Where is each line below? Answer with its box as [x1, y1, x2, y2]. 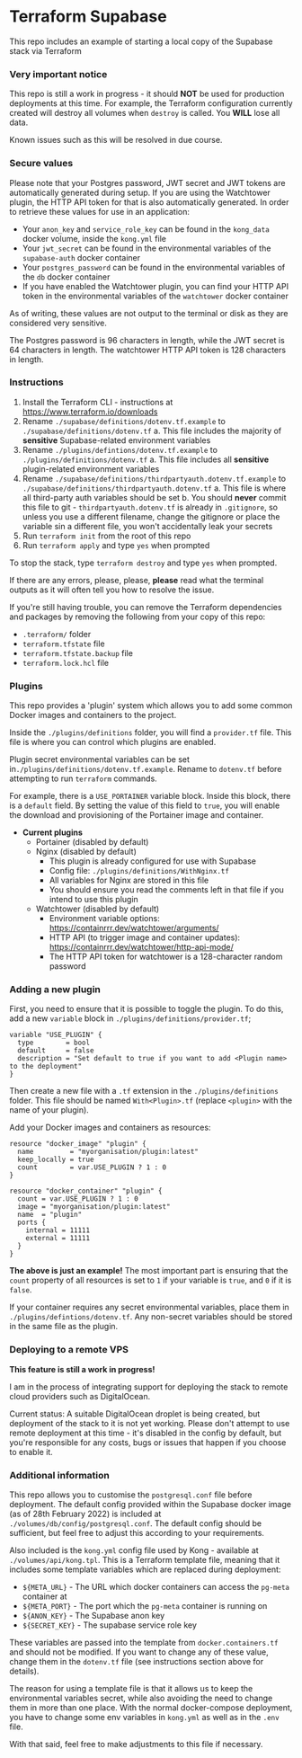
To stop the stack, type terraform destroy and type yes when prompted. [9, 557, 278, 568]
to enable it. [9, 1446, 54, 1457]
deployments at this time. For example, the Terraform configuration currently [9, 98, 293, 109]
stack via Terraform [9, 45, 83, 56]
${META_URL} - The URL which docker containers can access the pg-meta [22, 1582, 290, 1593]
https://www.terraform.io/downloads [22, 406, 158, 417]
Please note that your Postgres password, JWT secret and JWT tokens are [9, 177, 286, 188]
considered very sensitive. [9, 317, 108, 328]
